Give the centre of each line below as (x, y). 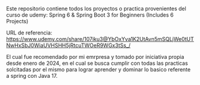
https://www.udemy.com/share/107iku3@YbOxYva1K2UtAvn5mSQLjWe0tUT (100, 39)
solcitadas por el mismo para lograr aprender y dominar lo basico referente (99, 70)
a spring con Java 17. (32, 76)
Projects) (17, 21)
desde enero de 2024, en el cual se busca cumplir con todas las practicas (97, 63)
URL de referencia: (29, 33)
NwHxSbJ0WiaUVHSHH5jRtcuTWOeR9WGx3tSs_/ (68, 45)
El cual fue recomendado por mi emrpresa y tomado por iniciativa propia (95, 57)
